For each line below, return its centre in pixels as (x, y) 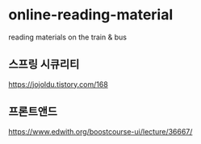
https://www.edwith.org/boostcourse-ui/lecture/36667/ (100, 131)
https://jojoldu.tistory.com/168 (59, 84)
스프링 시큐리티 (44, 65)
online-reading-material (91, 15)
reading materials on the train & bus (68, 37)
